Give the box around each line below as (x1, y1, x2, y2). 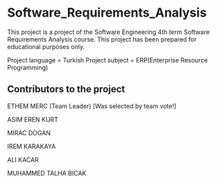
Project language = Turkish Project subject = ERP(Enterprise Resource (7, 55, 208, 64)
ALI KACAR (7, 155, 40, 164)
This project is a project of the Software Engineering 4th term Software (7, 28, 210, 36)
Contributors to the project (7, 83, 125, 95)
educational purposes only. (7, 42, 85, 51)
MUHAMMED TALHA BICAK (7, 168, 87, 177)
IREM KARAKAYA (7, 142, 56, 150)
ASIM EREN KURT (7, 115, 59, 123)
